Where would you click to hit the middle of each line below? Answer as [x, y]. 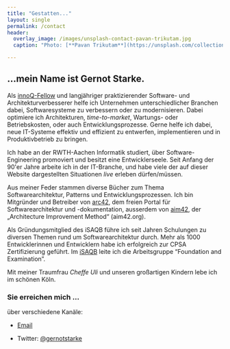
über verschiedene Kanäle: [45, 312]
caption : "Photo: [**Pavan [52, 45]
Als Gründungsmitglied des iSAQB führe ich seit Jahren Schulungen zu [107, 229]
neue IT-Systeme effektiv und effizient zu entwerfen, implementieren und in [114, 131]
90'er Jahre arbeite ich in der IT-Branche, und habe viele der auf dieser [108, 167]
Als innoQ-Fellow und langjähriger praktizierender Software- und [99, 95]
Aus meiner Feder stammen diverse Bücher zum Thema [86, 187]
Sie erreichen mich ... [43, 297]
